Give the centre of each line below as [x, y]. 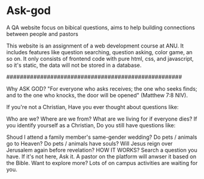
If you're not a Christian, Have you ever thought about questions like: [93, 107]
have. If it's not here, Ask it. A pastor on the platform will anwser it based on [101, 156]
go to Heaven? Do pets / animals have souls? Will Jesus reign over [90, 143]
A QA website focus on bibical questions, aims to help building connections [101, 27]
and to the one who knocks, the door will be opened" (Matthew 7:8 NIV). [97, 95]
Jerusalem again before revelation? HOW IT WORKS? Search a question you [102, 150]
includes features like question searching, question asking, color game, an [100, 52]
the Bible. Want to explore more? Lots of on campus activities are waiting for [102, 163]
